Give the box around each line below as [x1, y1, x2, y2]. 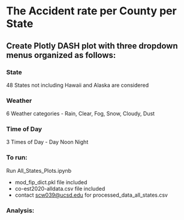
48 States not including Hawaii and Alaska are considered [6, 81, 149, 88]
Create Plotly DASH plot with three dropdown [6, 41, 178, 51]
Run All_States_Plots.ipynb [6, 167, 72, 174]
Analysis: [6, 206, 35, 215]
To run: [6, 154, 28, 162]
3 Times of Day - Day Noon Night [6, 139, 89, 146]
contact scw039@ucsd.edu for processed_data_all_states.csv [14, 191, 168, 198]
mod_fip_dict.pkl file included [14, 178, 88, 186]
